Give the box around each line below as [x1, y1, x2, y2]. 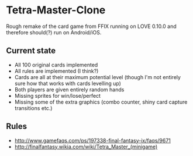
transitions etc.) [14, 104, 53, 111]
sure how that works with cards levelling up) [14, 80, 122, 87]
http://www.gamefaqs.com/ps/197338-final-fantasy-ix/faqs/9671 [14, 137, 171, 144]
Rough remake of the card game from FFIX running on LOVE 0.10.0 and [6, 23, 177, 30]
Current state [6, 46, 56, 56]
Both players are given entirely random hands [14, 86, 125, 93]
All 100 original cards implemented [14, 61, 98, 68]
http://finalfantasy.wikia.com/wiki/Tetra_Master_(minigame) [14, 143, 158, 150]
